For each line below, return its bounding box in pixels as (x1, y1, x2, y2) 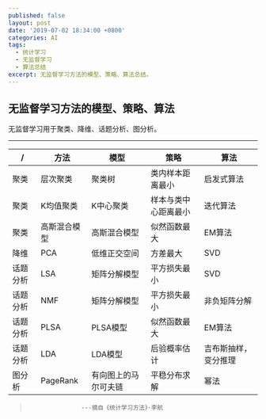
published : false (8, 11, 66, 20)
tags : (8, 41, 26, 49)
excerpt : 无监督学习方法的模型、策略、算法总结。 (8, 70, 153, 78)
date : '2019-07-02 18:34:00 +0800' (8, 26, 126, 34)
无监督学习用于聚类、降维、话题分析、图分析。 (8, 124, 161, 134)
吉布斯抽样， (203, 343, 252, 354)
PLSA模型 (90, 322, 128, 333)
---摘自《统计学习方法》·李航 (81, 404, 164, 412)
